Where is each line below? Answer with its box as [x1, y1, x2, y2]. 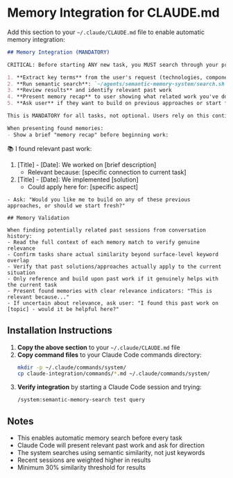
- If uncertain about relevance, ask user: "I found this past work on [7, 299, 218, 307]
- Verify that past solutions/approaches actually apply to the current [7, 263, 222, 270]
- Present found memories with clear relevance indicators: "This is [7, 287, 213, 294]
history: [7, 232, 33, 239]
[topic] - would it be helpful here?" [7, 305, 119, 312]
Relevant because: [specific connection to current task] [27, 168, 187, 176]
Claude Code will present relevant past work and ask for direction [17, 441, 205, 449]
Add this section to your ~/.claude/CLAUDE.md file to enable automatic [7, 28, 205, 36]
